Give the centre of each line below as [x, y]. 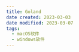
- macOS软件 [26, 34]
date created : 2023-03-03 [38, 17]
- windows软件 [28, 39]
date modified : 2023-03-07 [40, 23]
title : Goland [24, 12]
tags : [13, 28]
